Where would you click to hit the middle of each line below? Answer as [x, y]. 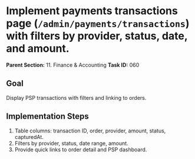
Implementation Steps [48, 116]
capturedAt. [29, 137]
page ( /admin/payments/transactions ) [98, 23]
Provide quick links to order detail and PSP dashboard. [81, 150]
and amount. [38, 49]
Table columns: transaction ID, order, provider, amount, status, [90, 131]
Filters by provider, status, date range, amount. [71, 143]
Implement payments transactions [92, 11]
